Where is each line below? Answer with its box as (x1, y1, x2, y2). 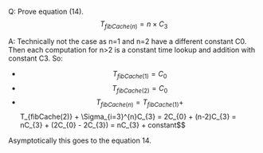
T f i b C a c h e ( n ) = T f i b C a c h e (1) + (96, 97, 184, 109)
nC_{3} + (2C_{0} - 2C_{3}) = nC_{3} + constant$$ (19, 120, 186, 130)
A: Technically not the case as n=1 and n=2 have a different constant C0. (8, 36, 247, 46)
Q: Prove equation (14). (8, 7, 84, 16)
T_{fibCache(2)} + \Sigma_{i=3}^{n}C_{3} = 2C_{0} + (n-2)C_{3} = (19, 112, 237, 122)
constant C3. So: (8, 53, 64, 63)
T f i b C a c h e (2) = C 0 (112, 83, 168, 95)
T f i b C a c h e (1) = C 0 (112, 69, 167, 80)
